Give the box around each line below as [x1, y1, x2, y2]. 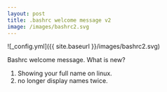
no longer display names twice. [17, 77, 108, 85]
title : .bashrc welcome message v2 [7, 17, 112, 24]
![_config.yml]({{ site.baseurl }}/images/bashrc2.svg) [7, 43, 160, 51]
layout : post [7, 10, 46, 17]
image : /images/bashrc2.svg [7, 23, 90, 30]
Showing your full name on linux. [17, 69, 112, 77]
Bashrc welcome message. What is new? [7, 56, 126, 64]
